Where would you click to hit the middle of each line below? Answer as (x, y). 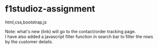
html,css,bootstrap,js (26, 22)
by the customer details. (29, 41)
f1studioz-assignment (50, 9)
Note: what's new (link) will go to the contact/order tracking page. (71, 31)
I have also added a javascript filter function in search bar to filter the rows (79, 37)
